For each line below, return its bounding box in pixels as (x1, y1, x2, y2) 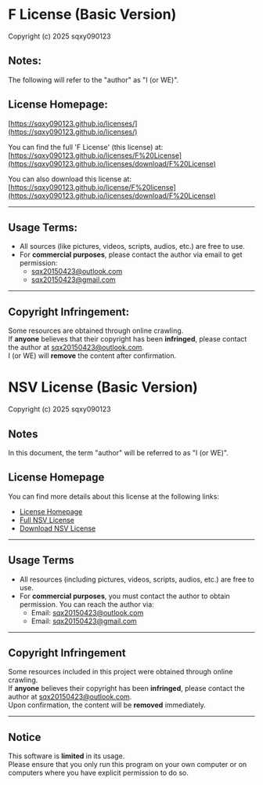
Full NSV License (19, 515, 75, 524)
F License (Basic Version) (8, 5, 177, 24)
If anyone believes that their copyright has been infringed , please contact (8, 334, 247, 344)
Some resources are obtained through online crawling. (8, 326, 184, 335)
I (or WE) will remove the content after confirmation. (8, 351, 177, 360)
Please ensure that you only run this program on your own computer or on (8, 760, 247, 769)
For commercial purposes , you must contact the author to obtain (19, 591, 231, 601)
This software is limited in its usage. (8, 751, 125, 761)
